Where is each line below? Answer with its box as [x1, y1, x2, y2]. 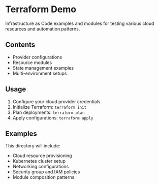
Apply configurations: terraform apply [12, 114, 93, 120]
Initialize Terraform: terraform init [12, 104, 87, 110]
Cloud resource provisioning [12, 152, 72, 159]
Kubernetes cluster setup [12, 158, 66, 164]
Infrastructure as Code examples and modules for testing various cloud [5, 20, 154, 26]
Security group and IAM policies [12, 169, 80, 175]
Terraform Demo [5, 4, 77, 15]
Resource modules [12, 59, 52, 66]
